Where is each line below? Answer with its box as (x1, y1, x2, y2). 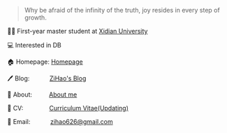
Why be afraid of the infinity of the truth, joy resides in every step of (24, 6, 220, 14)
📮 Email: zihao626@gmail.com (7, 118, 113, 125)
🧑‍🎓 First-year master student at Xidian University (7, 27, 148, 35)
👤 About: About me (7, 90, 78, 99)
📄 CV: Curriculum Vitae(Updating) (7, 104, 129, 112)
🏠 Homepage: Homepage (7, 57, 83, 66)
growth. (24, 13, 47, 22)
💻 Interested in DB (7, 41, 61, 49)
